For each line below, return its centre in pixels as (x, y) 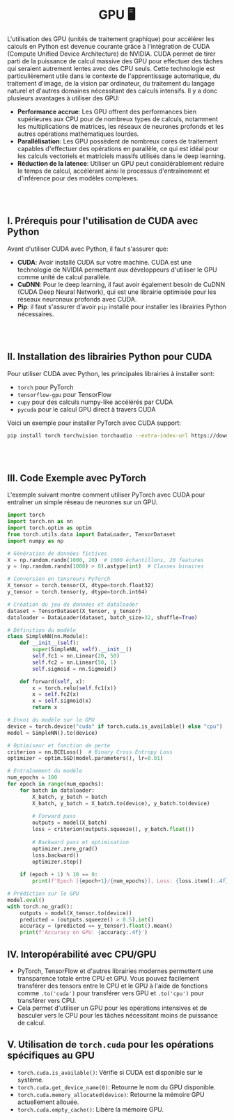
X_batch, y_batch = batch (70, 797)
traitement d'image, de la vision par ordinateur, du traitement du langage (111, 83)
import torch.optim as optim (49, 528)
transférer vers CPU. (47, 1000)
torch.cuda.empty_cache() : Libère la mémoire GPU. (90, 1109)
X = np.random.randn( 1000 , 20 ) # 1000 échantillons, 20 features (106, 560)
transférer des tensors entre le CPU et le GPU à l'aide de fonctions (112, 986)
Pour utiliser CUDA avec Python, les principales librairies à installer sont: (111, 373)
